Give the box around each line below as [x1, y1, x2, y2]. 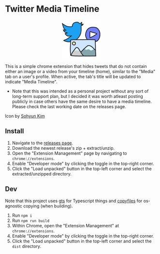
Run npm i [12, 212, 32, 218]
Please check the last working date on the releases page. [12, 103, 127, 110]
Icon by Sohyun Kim [5, 113, 45, 119]
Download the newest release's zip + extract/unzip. [12, 145, 115, 151]
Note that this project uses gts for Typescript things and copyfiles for [5, 198, 143, 204]
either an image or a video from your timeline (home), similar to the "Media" [5, 68, 156, 74]
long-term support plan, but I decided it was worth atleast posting [12, 93, 144, 99]
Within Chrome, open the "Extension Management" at [12, 222, 119, 228]
